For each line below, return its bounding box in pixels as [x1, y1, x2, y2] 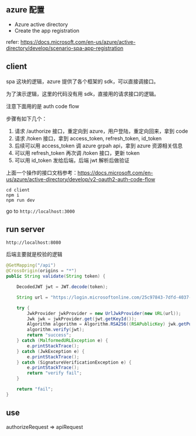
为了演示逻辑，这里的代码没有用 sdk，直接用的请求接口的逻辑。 [6, 90, 159, 97]
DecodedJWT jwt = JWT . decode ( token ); [16, 284, 108, 290]
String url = [16, 294, 48, 300]
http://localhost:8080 [6, 240, 61, 246]
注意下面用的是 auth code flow [6, 102, 80, 109]
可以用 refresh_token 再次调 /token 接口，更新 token [14, 149, 140, 156]
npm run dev [6, 197, 35, 203]
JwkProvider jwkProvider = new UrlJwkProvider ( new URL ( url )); [27, 310, 181, 316]
